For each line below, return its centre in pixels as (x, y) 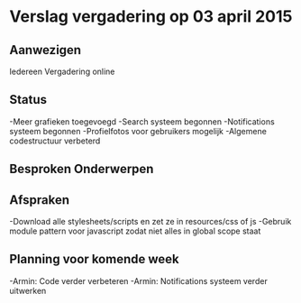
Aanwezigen (46, 50)
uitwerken (28, 290)
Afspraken (40, 200)
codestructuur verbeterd (55, 141)
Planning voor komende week (94, 259)
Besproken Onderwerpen (82, 169)
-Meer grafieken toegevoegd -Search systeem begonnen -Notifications (142, 121)
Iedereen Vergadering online (62, 71)
